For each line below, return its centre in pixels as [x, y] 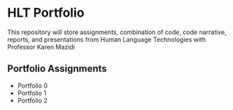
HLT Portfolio [46, 13]
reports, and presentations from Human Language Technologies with [107, 39]
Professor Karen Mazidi [41, 47]
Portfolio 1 [32, 93]
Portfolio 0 [32, 86]
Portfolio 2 [32, 100]
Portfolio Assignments [57, 69]
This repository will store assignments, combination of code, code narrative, [117, 32]
